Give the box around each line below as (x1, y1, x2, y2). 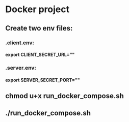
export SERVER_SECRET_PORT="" (5, 77, 80, 83)
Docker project (5, 4, 70, 15)
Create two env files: (5, 24, 73, 33)
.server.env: (5, 65, 37, 72)
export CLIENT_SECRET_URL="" (5, 52, 75, 58)
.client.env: (5, 39, 35, 46)
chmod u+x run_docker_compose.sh (5, 91, 124, 100)
